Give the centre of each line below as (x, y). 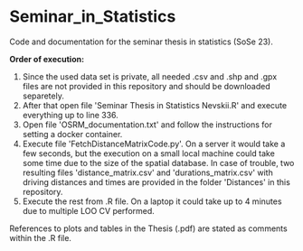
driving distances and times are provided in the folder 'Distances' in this (156, 181)
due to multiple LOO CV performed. (89, 210)
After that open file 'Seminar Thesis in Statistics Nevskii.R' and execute (155, 105)
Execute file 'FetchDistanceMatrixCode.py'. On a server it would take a (154, 144)
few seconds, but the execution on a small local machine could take (149, 153)
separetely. (43, 96)
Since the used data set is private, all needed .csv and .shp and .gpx (150, 76)
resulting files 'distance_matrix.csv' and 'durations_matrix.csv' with (147, 172)
